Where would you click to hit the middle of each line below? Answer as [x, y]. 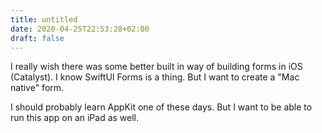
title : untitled [44, 19]
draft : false [37, 38]
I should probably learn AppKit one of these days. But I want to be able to [161, 107]
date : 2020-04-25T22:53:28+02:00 [80, 29]
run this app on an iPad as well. [75, 118]
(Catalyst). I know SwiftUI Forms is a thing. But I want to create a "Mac [155, 77]
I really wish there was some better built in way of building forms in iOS [156, 67]
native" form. [37, 88]
